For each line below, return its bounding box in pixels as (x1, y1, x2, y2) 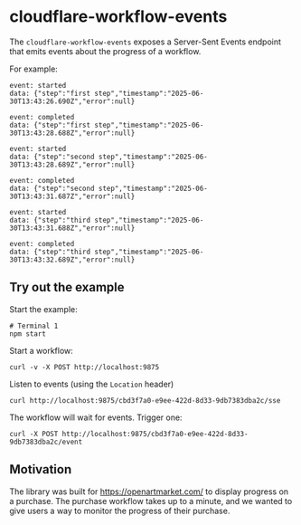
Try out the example (9, 280, 125, 295)
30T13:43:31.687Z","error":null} (9, 192, 136, 201)
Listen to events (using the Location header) (9, 378, 174, 389)
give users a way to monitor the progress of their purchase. (9, 505, 230, 516)
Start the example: (9, 303, 79, 314)
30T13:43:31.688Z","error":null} (9, 224, 136, 233)
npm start (9, 329, 47, 339)
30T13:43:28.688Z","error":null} (9, 129, 136, 138)
